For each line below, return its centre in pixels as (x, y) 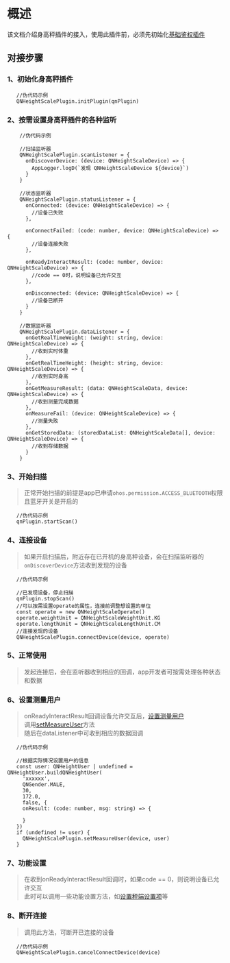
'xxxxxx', (36, 779)
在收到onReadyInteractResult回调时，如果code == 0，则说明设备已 (118, 879)
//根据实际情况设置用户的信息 (52, 761)
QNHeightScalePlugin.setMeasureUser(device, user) (96, 839)
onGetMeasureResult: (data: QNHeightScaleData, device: (106, 388)
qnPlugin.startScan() (47, 522)
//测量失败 (45, 421)
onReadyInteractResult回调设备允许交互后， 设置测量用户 (104, 716)
